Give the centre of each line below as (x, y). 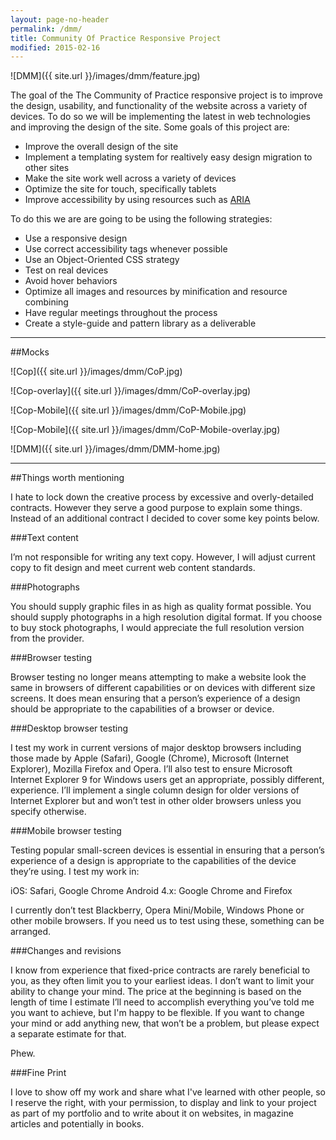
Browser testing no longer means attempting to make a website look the (158, 677)
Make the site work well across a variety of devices (130, 178)
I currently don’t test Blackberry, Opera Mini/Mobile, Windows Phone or (157, 910)
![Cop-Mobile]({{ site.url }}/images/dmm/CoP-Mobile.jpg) (128, 410)
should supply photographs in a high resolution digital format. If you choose (166, 617)
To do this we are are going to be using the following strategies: (141, 219)
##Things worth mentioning (67, 478)
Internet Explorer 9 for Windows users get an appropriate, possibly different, (167, 780)
